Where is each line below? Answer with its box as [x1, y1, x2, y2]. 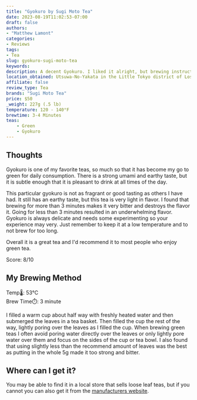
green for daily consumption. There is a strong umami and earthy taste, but [6, 172, 188, 179]
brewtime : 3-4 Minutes [6, 112, 62, 118]
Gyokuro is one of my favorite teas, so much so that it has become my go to [6, 165, 189, 173]
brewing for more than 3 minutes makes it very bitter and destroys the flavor [6, 202, 191, 209]
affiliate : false [6, 80, 49, 86]
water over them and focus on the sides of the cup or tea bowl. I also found [6, 336, 188, 343]
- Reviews [6, 42, 30, 48]
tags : [6, 47, 19, 53]
